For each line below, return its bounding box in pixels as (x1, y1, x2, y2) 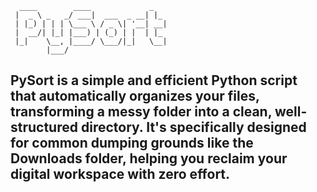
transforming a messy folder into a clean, (10, 103, 273, 121)
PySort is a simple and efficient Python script (10, 72, 298, 89)
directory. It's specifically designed (80, 119, 307, 136)
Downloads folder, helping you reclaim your (10, 150, 288, 167)
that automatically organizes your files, (10, 88, 260, 105)
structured (10, 119, 78, 136)
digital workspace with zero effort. (10, 166, 231, 183)
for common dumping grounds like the (10, 135, 254, 152)
